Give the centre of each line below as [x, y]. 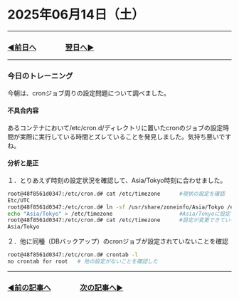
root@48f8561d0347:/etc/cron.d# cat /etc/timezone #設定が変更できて [116, 220]
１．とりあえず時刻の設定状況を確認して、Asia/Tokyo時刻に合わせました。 [117, 180]
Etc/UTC [19, 200]
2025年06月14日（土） [76, 15]
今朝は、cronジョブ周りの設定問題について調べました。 [89, 93]
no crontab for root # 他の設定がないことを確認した [83, 262]
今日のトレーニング [40, 76]
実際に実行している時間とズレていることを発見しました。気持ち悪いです [126, 137]
